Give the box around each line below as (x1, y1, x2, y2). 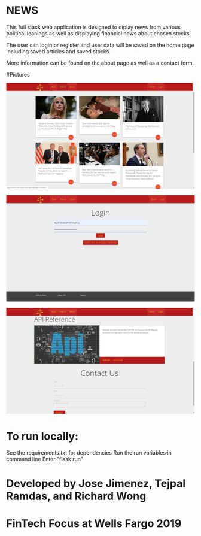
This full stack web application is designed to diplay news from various (6, 23, 181, 31)
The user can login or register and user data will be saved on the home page (6, 41, 194, 49)
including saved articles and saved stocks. (6, 47, 111, 54)
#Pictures (6, 71, 30, 78)
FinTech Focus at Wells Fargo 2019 (6, 516, 182, 530)
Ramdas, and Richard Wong (6, 489, 147, 503)
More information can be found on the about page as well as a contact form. (6, 59, 194, 66)
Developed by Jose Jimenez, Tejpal (6, 477, 186, 490)
